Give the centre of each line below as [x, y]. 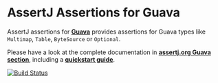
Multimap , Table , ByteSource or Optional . [64, 38]
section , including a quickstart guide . [61, 59]
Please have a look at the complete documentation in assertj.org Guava [109, 52]
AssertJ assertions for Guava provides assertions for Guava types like [107, 32]
